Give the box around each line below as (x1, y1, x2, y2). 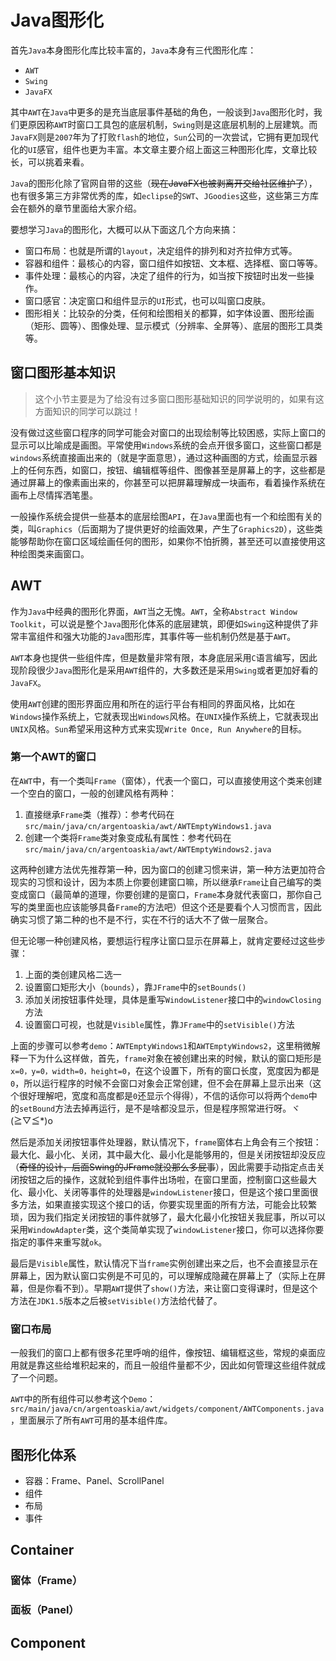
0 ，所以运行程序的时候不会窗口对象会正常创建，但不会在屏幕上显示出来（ (10, 1077, 313, 1089)
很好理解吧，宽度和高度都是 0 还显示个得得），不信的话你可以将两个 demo (18, 1089, 309, 1101)
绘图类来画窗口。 (18, 547, 90, 560)
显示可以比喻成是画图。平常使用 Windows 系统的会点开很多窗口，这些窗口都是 (10, 439, 323, 451)
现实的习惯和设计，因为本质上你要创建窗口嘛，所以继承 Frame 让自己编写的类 (10, 876, 322, 888)
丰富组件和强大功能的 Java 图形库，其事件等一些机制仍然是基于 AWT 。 (18, 630, 297, 642)
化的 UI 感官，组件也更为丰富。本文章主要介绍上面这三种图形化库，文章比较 (10, 143, 318, 155)
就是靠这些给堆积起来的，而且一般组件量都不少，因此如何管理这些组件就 (18, 1359, 317, 1371)
